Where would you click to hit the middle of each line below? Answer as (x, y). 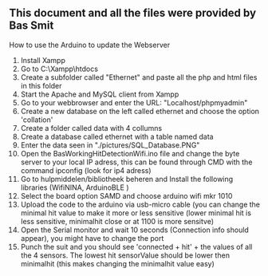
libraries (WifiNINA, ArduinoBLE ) (75, 187)
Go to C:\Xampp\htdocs (59, 69)
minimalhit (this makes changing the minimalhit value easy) (117, 263)
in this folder (41, 85)
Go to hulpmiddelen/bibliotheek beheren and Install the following (127, 179)
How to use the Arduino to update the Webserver (90, 45)
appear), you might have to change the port (92, 238)
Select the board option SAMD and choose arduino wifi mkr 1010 (126, 195)
